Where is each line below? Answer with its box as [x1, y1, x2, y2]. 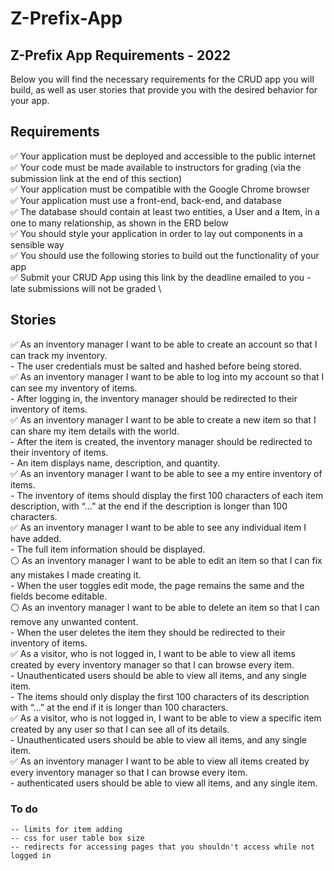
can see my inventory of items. [10, 382, 138, 394]
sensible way [10, 238, 65, 251]
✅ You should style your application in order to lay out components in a [10, 227, 303, 239]
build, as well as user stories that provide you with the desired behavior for [10, 84, 318, 96]
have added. [10, 532, 62, 544]
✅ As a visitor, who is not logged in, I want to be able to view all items [10, 647, 296, 659]
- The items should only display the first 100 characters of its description [10, 690, 310, 702]
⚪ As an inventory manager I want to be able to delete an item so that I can [10, 601, 320, 613]
